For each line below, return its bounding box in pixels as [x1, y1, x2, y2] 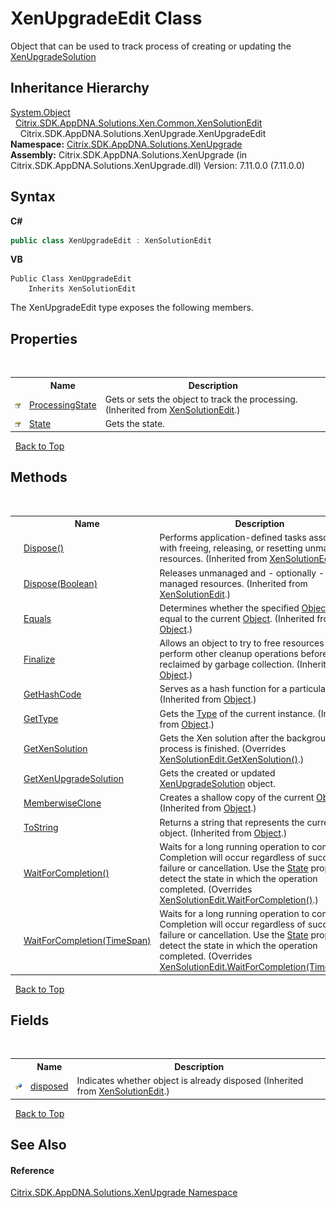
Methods [10, 469, 68, 486]
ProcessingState [28, 398, 97, 411]
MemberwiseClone [23, 797, 102, 809]
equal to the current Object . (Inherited [159, 612, 315, 624]
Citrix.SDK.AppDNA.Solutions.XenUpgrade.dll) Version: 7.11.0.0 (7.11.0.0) [10, 159, 305, 171]
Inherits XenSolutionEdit [28, 284, 137, 294]
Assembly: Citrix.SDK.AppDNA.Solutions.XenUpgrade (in [10, 148, 248, 161]
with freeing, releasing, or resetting [159, 542, 303, 554]
